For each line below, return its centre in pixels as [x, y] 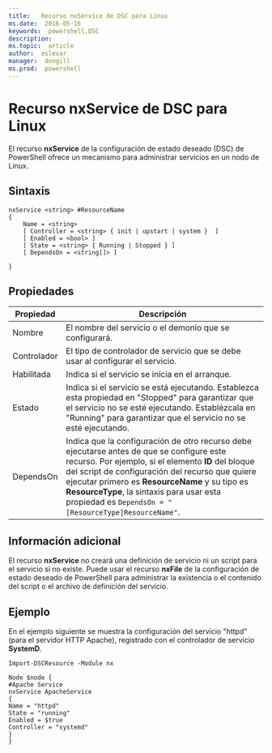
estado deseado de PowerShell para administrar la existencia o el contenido [135, 578]
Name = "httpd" [34, 706]
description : [30, 39]
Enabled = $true [36, 720]
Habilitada [32, 374]
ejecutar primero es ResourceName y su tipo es [157, 481]
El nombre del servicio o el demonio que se [148, 327]
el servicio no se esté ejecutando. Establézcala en [161, 408]
